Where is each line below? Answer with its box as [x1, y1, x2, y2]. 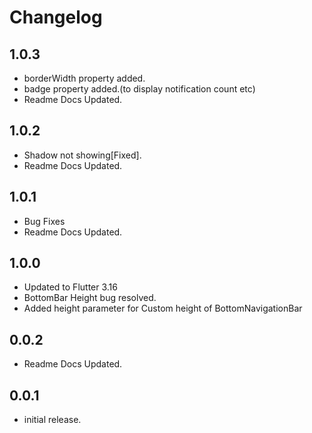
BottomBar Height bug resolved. [23, 292, 157, 304]
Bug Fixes [23, 215, 66, 227]
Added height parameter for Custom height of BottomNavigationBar [23, 302, 303, 315]
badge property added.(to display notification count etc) [23, 83, 256, 95]
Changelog [9, 6, 103, 29]
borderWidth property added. [23, 72, 146, 84]
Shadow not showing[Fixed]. [23, 149, 142, 161]
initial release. [23, 414, 82, 426]
